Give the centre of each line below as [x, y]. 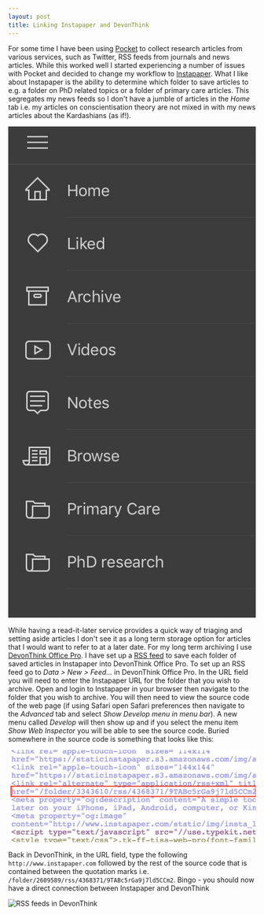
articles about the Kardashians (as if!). [70, 115]
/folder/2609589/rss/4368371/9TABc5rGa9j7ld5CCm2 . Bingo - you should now [131, 880]
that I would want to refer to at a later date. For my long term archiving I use [130, 646]
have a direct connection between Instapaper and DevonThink [109, 888]
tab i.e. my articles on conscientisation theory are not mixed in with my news [132, 107]
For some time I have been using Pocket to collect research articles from [126, 48]
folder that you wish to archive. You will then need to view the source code [129, 697]
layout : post [29, 17]
